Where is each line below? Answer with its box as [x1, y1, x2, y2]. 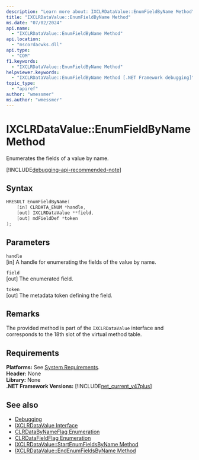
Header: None [6, 370, 41, 377]
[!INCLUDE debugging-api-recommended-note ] [6, 166, 121, 173]
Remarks [6, 309, 40, 319]
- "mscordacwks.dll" [11, 42, 62, 48]
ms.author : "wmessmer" [6, 97, 62, 103]
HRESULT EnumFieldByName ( [6, 199, 70, 205]
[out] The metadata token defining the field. [6, 292, 113, 299]
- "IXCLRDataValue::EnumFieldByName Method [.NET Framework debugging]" [11, 75, 195, 81]
